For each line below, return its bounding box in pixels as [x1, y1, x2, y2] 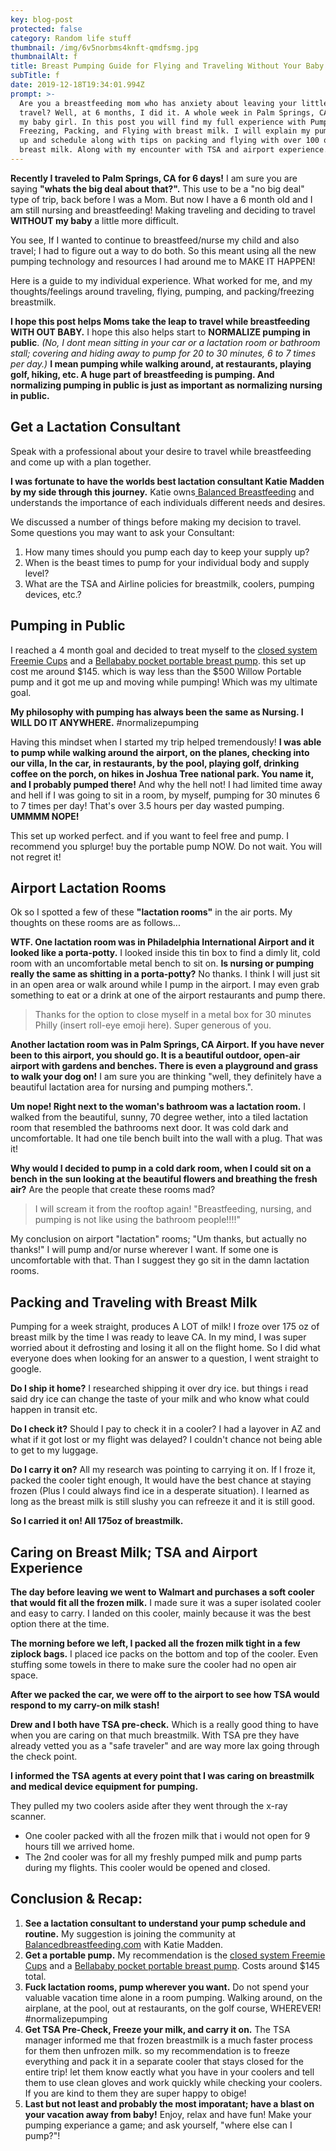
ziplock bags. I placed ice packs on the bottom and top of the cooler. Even [10, 1647, 319, 1660]
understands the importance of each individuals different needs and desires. [10, 496, 326, 508]
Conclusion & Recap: [10, 1891, 143, 1908]
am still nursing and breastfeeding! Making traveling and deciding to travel [10, 204, 316, 216]
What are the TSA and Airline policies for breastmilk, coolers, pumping [24, 577, 315, 590]
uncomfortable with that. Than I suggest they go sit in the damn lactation [10, 1254, 310, 1266]
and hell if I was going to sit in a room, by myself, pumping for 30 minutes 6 [10, 789, 321, 801]
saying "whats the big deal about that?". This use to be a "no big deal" [10, 182, 305, 195]
